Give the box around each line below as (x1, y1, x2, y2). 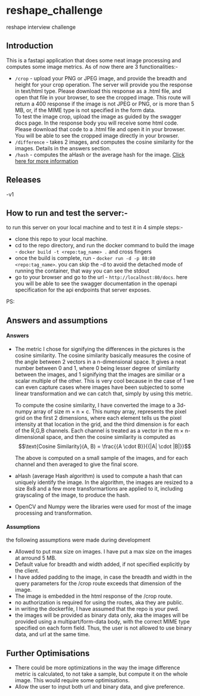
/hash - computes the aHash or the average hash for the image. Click (14, 151, 185, 158)
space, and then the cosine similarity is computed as (46, 433, 176, 440)
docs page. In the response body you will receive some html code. (14, 119, 179, 126)
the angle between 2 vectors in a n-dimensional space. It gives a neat (14, 358, 186, 365)
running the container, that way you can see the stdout (14, 267, 150, 274)
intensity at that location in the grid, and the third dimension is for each (14, 420, 189, 428)
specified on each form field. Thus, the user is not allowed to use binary (14, 624, 192, 632)
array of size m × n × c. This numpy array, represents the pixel (33, 408, 187, 415)
